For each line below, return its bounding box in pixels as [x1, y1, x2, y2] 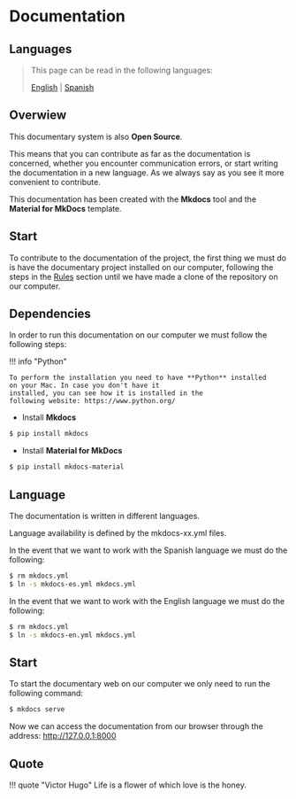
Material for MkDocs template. [9, 203, 122, 213]
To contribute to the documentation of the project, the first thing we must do [9, 252, 287, 263]
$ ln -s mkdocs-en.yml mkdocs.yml [9, 631, 137, 640]
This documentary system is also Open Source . [9, 131, 183, 142]
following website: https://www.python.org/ [9, 397, 176, 406]
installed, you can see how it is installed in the [9, 389, 203, 398]
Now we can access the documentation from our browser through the [9, 721, 263, 732]
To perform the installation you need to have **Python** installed [9, 374, 267, 383]
